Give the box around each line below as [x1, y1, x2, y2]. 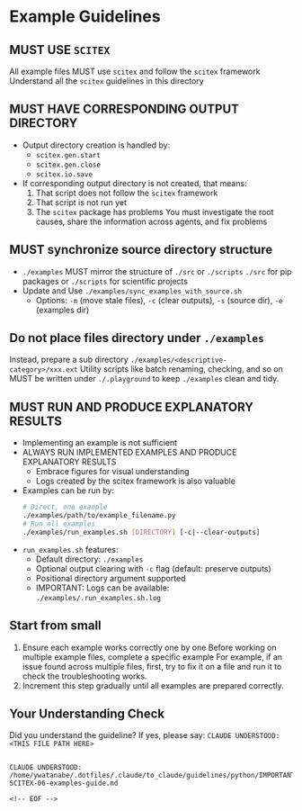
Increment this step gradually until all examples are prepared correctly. [22, 680, 285, 690]
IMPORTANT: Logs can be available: [35, 582, 170, 593]
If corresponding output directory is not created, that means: [22, 177, 247, 188]
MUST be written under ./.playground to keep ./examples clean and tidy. [9, 374, 280, 384]
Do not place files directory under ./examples [9, 330, 265, 346]
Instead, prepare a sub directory [9, 354, 129, 365]
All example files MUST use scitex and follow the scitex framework [9, 66, 261, 77]
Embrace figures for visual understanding [35, 466, 191, 477]
